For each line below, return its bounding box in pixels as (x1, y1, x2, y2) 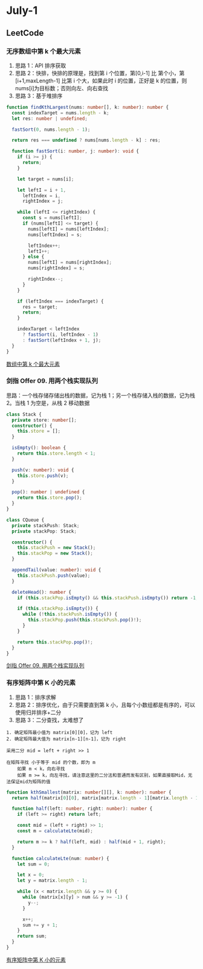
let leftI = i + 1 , (17, 187, 66, 193)
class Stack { (6, 411, 42, 418)
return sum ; (17, 933, 47, 939)
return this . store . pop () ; (17, 494, 83, 501)
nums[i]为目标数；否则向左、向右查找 (14, 84, 109, 91)
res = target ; (22, 304, 59, 310)
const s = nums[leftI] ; (22, 215, 83, 221)
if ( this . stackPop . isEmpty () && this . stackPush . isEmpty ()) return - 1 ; (17, 594, 199, 601)
